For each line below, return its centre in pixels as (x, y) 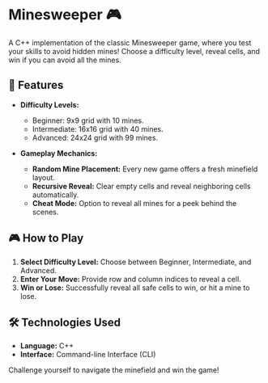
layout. (43, 177)
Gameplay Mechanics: (59, 153)
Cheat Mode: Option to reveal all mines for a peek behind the (134, 203)
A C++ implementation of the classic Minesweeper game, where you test (130, 42)
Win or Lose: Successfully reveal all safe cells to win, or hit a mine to (135, 288)
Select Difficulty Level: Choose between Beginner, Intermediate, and (136, 262)
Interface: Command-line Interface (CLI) (88, 355)
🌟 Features (36, 85)
